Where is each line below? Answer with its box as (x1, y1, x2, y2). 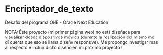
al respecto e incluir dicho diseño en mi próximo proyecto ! (5, 44, 123, 50)
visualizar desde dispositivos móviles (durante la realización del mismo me (5, 34, 155, 40)
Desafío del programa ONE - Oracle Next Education (5, 19, 109, 25)
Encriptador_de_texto (5, 3, 94, 15)
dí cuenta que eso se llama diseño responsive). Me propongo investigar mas (5, 39, 158, 45)
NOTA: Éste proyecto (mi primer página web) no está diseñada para (5, 29, 141, 35)
